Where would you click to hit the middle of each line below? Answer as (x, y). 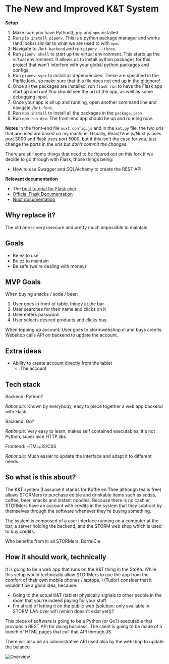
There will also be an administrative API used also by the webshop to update (84, 641)
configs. (21, 70)
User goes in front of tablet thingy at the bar (58, 304)
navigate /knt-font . (33, 107)
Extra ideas (23, 351)
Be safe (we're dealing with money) (49, 266)
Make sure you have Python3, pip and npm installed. (66, 32)
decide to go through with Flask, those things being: (59, 159)
